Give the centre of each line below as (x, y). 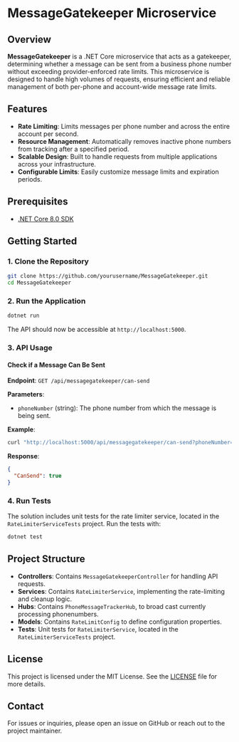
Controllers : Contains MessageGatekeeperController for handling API (118, 576)
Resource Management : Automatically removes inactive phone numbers (124, 141)
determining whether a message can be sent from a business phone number (119, 64)
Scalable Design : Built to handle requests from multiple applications (117, 156)
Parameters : (26, 394)
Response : (23, 456)
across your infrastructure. (57, 164)
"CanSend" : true (38, 476)
